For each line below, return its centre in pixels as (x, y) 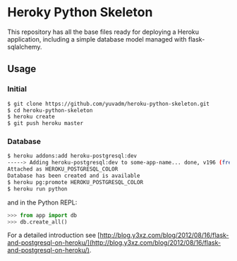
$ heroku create (31, 117)
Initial (17, 89)
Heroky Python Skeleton (80, 12)
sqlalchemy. (25, 47)
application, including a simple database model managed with (97, 39)
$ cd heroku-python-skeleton (50, 110)
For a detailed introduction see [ (54, 235)
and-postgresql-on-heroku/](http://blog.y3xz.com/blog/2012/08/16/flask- (114, 243)
